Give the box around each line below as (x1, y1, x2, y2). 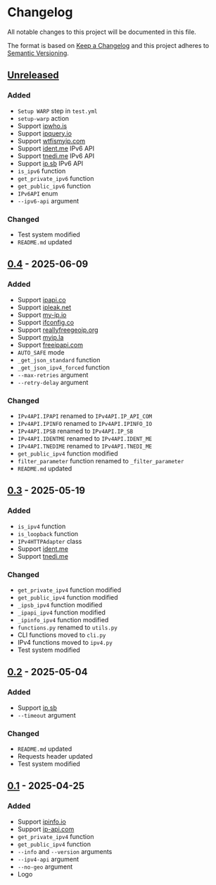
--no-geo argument (17, 862, 73, 871)
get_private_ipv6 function (17, 174, 94, 182)
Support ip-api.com (17, 824, 75, 833)
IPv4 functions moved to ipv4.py (17, 638, 113, 646)
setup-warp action (17, 114, 69, 122)
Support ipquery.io (17, 129, 72, 138)
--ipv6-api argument (17, 196, 80, 205)
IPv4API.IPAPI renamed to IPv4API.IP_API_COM (17, 411, 153, 420)
